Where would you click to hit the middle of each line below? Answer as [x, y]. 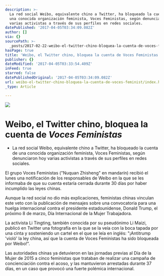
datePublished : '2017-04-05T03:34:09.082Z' [50, 28]
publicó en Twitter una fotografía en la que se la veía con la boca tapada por [82, 228]
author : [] [16, 32]
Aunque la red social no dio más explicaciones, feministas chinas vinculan [80, 198]
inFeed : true [18, 69]
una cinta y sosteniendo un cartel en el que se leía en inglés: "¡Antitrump [78, 233]
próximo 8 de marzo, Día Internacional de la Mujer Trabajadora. [69, 214]
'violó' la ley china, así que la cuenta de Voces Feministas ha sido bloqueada [82, 238]
